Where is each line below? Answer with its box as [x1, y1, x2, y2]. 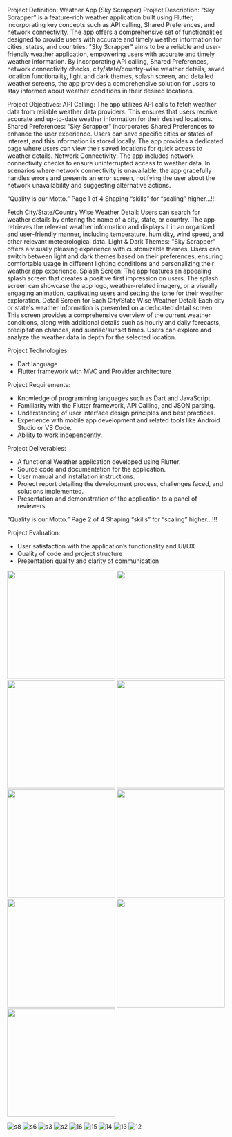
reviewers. [17, 502, 47, 510]
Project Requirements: [7, 381, 70, 388]
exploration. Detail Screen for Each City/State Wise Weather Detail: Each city [7, 296, 225, 304]
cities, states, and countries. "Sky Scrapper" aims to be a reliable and [7, 43, 205, 51]
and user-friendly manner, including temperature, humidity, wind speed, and [7, 230, 224, 238]
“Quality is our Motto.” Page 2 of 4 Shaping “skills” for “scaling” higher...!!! [7, 515, 217, 523]
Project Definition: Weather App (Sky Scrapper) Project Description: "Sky [7, 6, 215, 14]
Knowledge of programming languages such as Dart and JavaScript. [17, 394, 213, 402]
